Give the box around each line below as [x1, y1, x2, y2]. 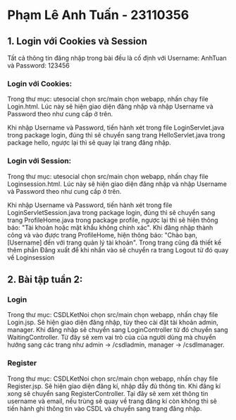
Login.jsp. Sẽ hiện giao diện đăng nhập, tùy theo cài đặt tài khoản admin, [7, 318, 218, 327]
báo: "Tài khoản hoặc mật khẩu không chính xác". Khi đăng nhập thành [7, 223, 213, 232]
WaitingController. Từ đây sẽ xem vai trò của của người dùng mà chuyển [7, 333, 216, 342]
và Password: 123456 [7, 61, 70, 70]
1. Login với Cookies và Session [7, 35, 148, 47]
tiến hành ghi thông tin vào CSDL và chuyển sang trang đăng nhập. [7, 404, 202, 412]
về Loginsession [7, 253, 55, 261]
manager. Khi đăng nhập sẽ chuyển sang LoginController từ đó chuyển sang [7, 326, 228, 334]
